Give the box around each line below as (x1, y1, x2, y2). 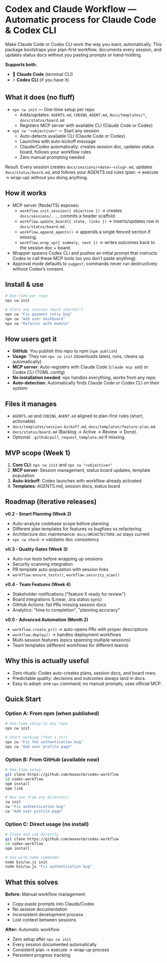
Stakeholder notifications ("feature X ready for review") (12, 591, 126, 597)
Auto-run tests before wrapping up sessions (12, 556, 103, 562)
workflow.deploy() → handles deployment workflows (12, 632, 121, 638)
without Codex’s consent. (12, 266, 65, 272)
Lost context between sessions (12, 917, 77, 923)
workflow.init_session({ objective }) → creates (19, 207, 122, 213)
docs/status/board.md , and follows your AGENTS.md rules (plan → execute (5, 169, 159, 175)
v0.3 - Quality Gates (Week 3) (5, 546, 68, 552)
